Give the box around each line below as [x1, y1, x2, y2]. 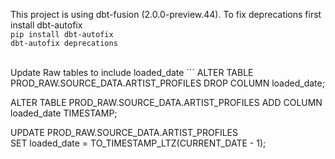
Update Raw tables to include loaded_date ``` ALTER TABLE [10, 67, 254, 78]
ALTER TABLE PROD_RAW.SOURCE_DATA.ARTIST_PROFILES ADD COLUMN [10, 97, 323, 108]
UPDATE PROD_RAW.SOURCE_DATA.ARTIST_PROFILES [10, 127, 238, 138]
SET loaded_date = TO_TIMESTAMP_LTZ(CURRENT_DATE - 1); [10, 137, 267, 149]
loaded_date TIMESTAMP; [10, 107, 118, 119]
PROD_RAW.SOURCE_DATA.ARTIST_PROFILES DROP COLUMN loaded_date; [10, 77, 325, 89]
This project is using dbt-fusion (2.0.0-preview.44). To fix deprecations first [10, 9, 322, 20]
